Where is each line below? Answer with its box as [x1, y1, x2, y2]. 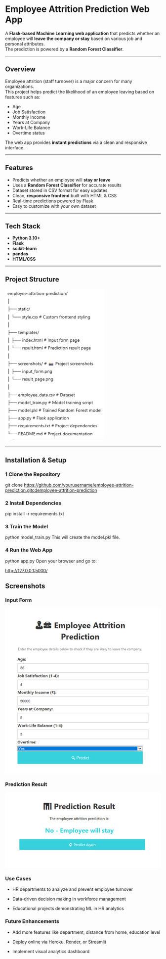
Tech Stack [5, 222, 41, 230]
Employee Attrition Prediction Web [5, 3, 150, 15]
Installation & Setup [5, 456, 67, 464]
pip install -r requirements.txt [5, 511, 64, 517]
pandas [12, 251, 29, 257]
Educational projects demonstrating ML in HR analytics [12, 906, 124, 912]
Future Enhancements [5, 918, 59, 925]
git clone [5, 482, 23, 488]
